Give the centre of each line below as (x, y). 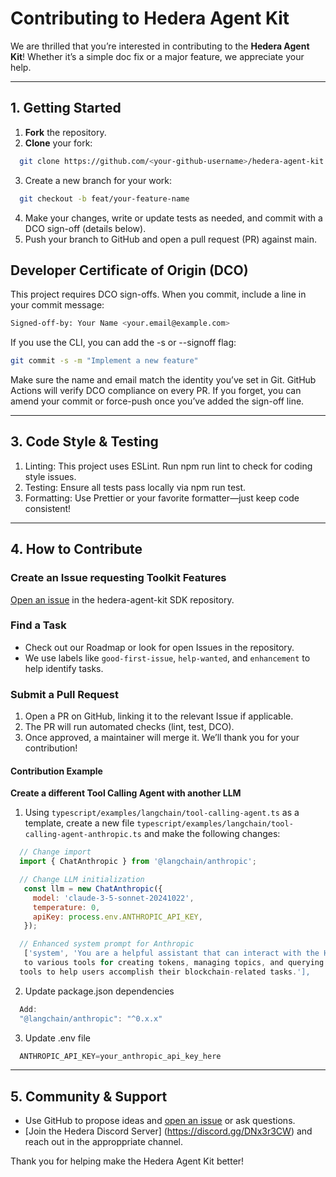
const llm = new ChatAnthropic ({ (93, 888)
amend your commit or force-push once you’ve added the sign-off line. (157, 401)
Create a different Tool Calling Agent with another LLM (126, 793)
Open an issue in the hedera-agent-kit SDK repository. (122, 599)
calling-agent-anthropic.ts (83, 835)
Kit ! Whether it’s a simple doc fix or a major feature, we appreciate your (157, 56)
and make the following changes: (212, 834)
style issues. (50, 476)
